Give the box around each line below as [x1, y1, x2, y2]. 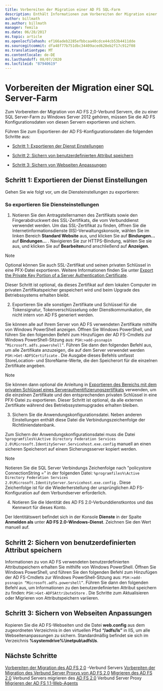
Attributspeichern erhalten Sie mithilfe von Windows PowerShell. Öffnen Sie [5, 564, 156, 570]
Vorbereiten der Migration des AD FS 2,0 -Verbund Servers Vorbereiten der [5, 665, 156, 671]
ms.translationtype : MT [5, 48, 53, 53]
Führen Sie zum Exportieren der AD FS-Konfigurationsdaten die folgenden [5, 128, 153, 134]
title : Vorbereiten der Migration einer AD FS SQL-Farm [5, 7, 120, 12]
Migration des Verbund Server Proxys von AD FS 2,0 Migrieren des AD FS [5, 670, 153, 675]
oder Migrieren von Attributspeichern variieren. [5, 595, 99, 601]
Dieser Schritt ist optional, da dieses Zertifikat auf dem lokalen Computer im [5, 282, 157, 288]
